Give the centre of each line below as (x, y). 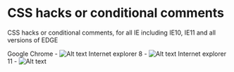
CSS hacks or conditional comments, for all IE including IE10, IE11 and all (112, 32)
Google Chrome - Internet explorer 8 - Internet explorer (117, 54)
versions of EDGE (33, 40)
